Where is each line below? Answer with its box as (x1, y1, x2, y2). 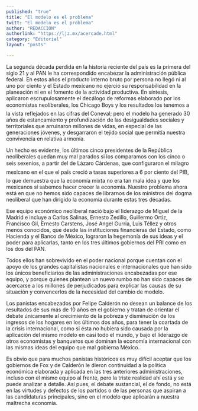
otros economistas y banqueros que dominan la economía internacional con (6, 337, 191, 345)
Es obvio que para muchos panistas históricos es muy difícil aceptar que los (6, 355, 191, 362)
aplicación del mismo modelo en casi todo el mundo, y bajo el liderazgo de (6, 331, 188, 338)
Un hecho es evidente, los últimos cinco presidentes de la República (6, 146, 173, 154)
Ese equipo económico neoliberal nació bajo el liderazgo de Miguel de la (6, 207, 183, 214)
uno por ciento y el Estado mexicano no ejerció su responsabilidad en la (6, 82, 181, 89)
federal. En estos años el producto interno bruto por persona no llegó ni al (6, 75, 186, 83)
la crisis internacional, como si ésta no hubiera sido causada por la (6, 324, 168, 332)
